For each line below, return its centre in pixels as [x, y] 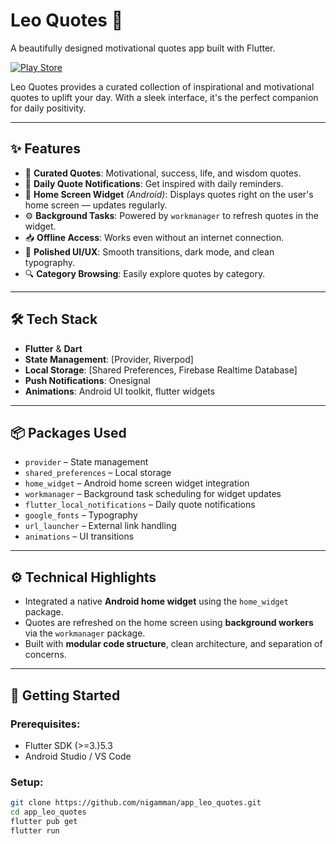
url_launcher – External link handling [100, 526]
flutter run [35, 830]
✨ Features [45, 149]
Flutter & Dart [53, 348]
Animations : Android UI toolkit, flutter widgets [120, 391]
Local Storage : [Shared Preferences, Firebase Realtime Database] [161, 370]
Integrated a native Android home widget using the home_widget [156, 601]
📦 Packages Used [68, 432]
